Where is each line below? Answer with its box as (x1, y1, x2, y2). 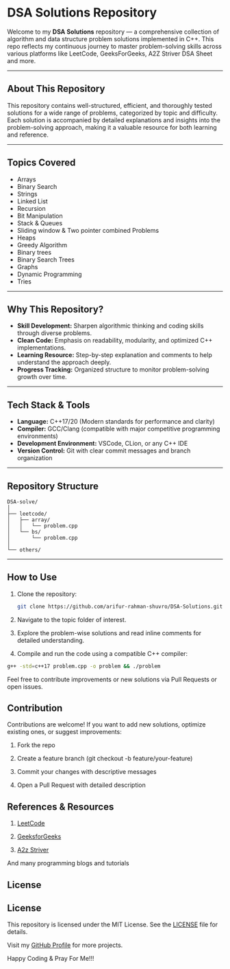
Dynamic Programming (16, 270, 82, 278)
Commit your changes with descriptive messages (16, 768, 157, 776)
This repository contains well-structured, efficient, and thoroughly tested (7, 101, 212, 109)
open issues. (7, 682, 43, 691)
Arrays (16, 175, 36, 183)
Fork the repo (16, 741, 56, 749)
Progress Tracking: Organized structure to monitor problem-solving (16, 365, 209, 374)
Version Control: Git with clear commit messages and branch (16, 446, 191, 455)
